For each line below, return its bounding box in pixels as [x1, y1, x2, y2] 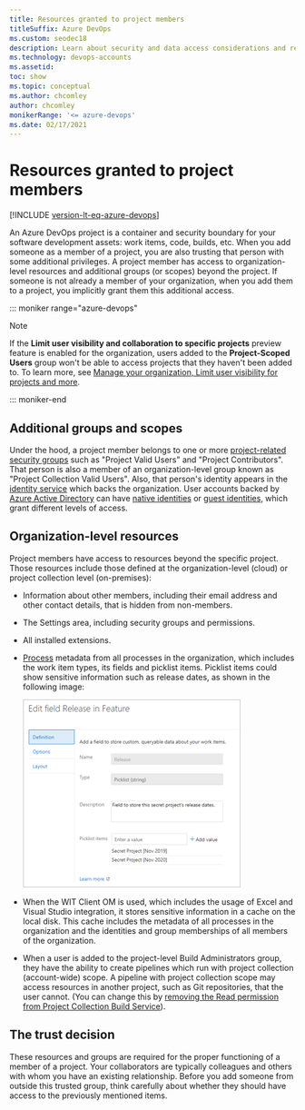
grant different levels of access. [9, 502, 129, 513]
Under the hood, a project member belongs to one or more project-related [9, 445, 287, 455]
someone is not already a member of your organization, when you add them [9, 275, 293, 286]
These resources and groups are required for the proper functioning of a [9, 1051, 280, 1062]
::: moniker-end [9, 394, 67, 405]
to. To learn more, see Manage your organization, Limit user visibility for [9, 367, 279, 378]
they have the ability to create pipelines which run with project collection [22, 962, 294, 973]
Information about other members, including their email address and [22, 590, 278, 600]
